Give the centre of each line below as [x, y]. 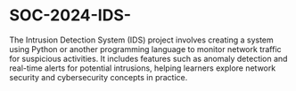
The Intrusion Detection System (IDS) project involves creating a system [141, 40]
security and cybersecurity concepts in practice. [99, 77]
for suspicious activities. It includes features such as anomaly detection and [148, 58]
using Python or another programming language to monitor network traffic [146, 49]
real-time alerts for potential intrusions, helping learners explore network [143, 68]
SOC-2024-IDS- [70, 15]
